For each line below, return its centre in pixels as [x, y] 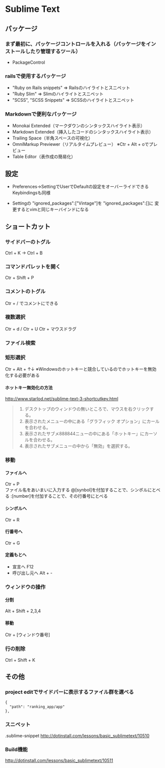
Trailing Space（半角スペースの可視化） [52, 138]
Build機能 [16, 749]
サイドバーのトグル [28, 242]
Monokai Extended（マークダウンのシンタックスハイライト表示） [79, 126]
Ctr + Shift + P [20, 278]
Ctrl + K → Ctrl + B [24, 253]
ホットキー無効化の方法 [29, 387]
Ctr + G [13, 543]
